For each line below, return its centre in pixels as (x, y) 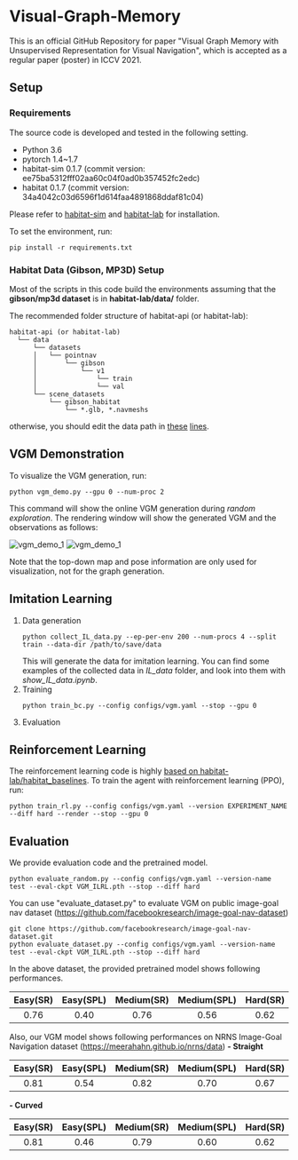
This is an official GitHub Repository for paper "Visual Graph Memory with (144, 41)
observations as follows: (54, 527)
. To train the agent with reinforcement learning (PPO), (185, 781)
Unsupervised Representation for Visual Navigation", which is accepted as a (148, 50)
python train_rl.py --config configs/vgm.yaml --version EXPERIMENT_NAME (149, 806)
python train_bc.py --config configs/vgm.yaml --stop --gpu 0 (139, 705)
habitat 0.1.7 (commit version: (75, 187)
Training (37, 689)
